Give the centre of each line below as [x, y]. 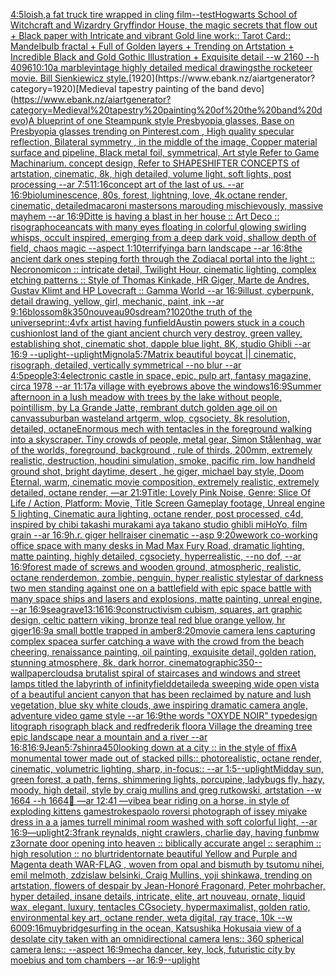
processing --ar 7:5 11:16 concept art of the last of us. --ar [127, 184]
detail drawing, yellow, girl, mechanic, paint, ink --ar [117, 301]
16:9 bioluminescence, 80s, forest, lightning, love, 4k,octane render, [149, 195]
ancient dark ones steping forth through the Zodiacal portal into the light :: [162, 258]
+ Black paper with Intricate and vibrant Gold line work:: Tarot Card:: [150, 35]
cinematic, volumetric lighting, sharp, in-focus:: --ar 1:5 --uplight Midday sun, [167, 768]
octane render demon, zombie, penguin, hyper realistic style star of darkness [167, 577]
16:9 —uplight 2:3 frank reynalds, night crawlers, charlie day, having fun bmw [165, 832]
